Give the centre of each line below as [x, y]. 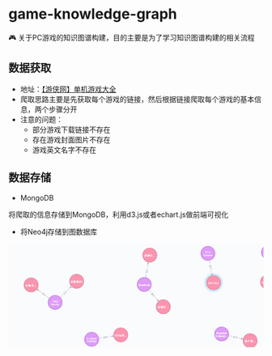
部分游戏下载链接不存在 [71, 129]
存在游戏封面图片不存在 [71, 139]
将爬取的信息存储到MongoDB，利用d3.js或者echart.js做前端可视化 [119, 214]
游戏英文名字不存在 [64, 150]
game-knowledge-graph [93, 14]
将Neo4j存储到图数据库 [59, 231]
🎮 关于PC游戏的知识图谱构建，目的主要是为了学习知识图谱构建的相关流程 [132, 37]
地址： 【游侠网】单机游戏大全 [68, 89]
